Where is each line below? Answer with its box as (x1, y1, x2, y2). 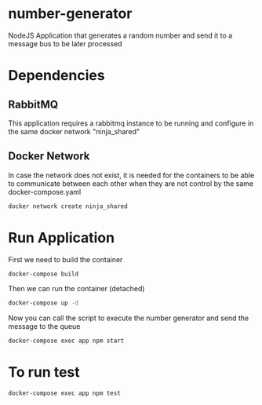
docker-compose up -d (8, 299, 79, 307)
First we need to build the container (8, 254, 123, 264)
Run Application (8, 228, 115, 246)
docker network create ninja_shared (8, 202, 128, 210)
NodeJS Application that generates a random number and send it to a (8, 31, 233, 40)
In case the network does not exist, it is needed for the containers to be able (8, 170, 255, 180)
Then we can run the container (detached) (8, 284, 145, 294)
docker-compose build (8, 270, 79, 278)
